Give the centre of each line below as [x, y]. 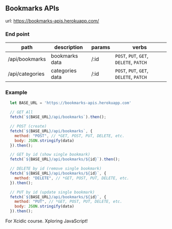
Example [16, 93]
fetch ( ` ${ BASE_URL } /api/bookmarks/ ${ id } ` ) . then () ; [65, 159]
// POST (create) [28, 127]
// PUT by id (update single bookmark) [52, 192]
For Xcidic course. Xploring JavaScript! [47, 221]
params [101, 47]
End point [17, 34]
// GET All [21, 112]
